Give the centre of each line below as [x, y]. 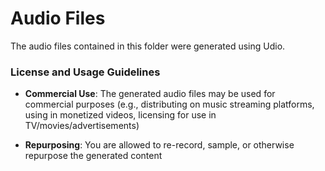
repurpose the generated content [93, 156]
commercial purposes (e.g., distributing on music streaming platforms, [169, 104]
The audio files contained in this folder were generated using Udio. [148, 46]
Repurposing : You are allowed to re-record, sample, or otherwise [159, 145]
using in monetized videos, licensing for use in [120, 115]
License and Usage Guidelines [85, 72]
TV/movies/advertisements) [82, 126]
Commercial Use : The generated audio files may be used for [150, 94]
